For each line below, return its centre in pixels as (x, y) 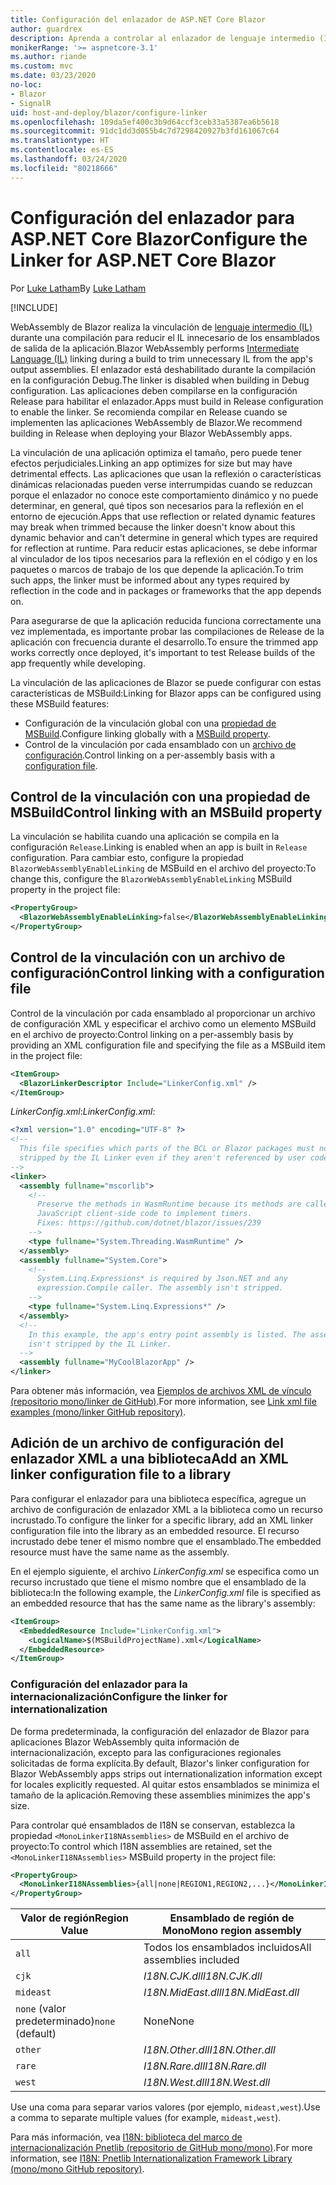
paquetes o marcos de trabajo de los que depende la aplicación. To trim (157, 569)
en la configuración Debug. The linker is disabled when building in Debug (160, 380)
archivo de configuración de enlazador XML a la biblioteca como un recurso (166, 1509)
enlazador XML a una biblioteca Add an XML (149, 1459)
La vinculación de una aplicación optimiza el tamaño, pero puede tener (156, 452)
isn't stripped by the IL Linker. (100, 1344)
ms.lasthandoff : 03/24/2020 (69, 159)
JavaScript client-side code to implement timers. (144, 1214)
